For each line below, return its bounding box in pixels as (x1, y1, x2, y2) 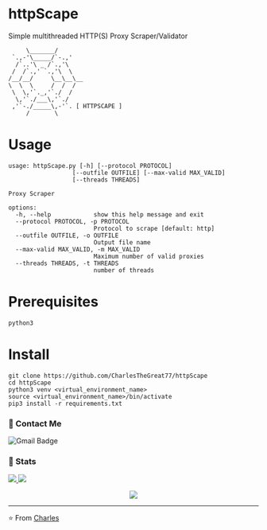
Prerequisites (8, 293, 99, 311)
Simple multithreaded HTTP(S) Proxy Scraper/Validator (8, 31, 188, 41)
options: (8, 204, 37, 212)
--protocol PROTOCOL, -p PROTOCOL (15, 217, 130, 225)
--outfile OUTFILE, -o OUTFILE (15, 232, 119, 240)
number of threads (93, 266, 155, 275)
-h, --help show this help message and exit (15, 210, 204, 219)
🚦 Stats (8, 455, 37, 466)
